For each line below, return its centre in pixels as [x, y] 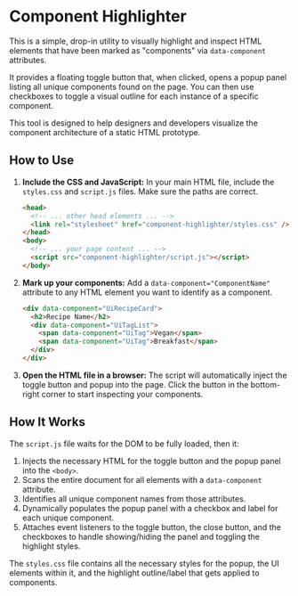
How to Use [42, 161]
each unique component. [68, 518]
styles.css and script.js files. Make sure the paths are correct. [140, 191]
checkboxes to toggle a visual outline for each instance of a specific [134, 96]
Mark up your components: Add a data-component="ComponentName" [146, 282]
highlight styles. [51, 546]
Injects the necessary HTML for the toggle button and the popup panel [152, 461]
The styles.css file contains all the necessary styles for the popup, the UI [145, 563]
